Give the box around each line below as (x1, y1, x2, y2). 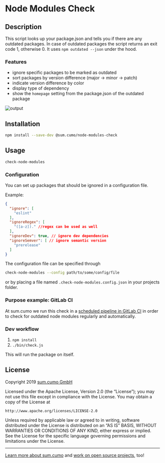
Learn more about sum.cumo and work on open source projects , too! (5, 452, 145, 458)
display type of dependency (12, 85, 69, 91)
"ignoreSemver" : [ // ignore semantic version (9, 238, 107, 243)
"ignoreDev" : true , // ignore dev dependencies (9, 234, 109, 239)
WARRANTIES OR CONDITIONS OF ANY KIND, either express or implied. (5, 427, 151, 433)
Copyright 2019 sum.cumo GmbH (5, 379, 73, 385)
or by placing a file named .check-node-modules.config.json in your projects (5, 279, 160, 285)
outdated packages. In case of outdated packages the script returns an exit (5, 41, 158, 47)
